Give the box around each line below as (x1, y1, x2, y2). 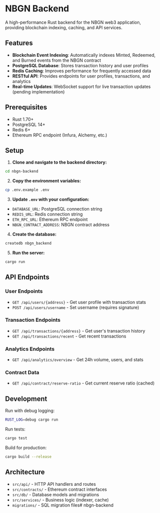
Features (5, 39, 33, 47)
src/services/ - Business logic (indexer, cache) (12, 497, 109, 503)
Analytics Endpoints (5, 345, 55, 352)
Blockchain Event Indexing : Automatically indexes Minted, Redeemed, (12, 52, 156, 58)
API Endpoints (5, 273, 50, 282)
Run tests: (5, 426, 26, 432)
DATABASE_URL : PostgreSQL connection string (12, 206, 102, 212)
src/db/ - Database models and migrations (12, 491, 99, 497)
